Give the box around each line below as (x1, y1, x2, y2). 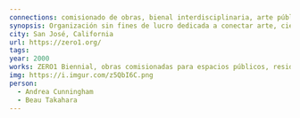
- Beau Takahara (17, 95, 78, 105)
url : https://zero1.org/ (9, 37, 102, 47)
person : (9, 79, 38, 88)
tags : (9, 46, 29, 55)
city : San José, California (9, 29, 114, 38)
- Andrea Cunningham (17, 87, 94, 96)
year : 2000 (9, 54, 50, 63)
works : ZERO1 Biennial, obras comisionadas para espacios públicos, (9, 63, 270, 72)
